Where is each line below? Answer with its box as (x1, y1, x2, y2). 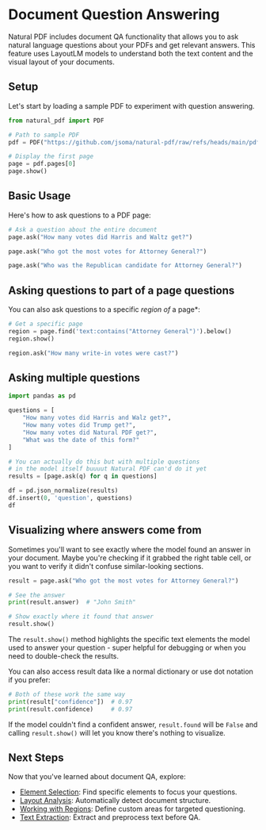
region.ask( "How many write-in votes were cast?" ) (8, 349, 179, 357)
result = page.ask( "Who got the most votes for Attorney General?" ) (8, 577, 239, 585)
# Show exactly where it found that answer (8, 613, 154, 621)
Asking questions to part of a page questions (8, 283, 235, 297)
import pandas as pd (8, 392, 77, 400)
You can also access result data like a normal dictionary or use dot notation (8, 667, 253, 676)
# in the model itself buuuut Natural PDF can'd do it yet (8, 465, 207, 473)
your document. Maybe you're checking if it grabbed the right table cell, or (8, 553, 252, 563)
